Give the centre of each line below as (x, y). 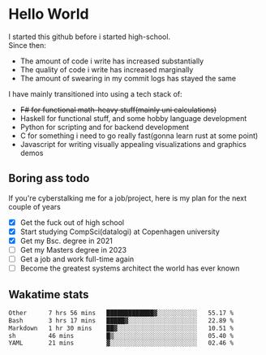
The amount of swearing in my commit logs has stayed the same (128, 78)
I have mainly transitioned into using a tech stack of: (95, 93)
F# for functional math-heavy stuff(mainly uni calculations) (118, 110)
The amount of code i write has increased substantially (112, 61)
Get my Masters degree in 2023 (73, 249)
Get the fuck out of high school (72, 222)
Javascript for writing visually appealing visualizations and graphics (133, 144)
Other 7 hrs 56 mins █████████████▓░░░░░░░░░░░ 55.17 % (121, 313)
